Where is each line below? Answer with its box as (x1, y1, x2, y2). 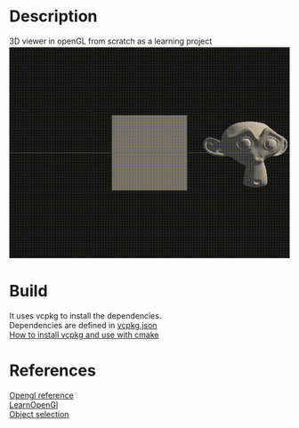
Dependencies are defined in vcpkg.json (9, 319, 158, 330)
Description (9, 6, 98, 27)
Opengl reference (9, 390, 74, 400)
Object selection (9, 408, 69, 419)
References (9, 360, 96, 381)
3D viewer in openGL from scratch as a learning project (9, 36, 213, 46)
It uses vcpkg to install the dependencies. (9, 310, 162, 321)
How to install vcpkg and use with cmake (9, 329, 159, 340)
